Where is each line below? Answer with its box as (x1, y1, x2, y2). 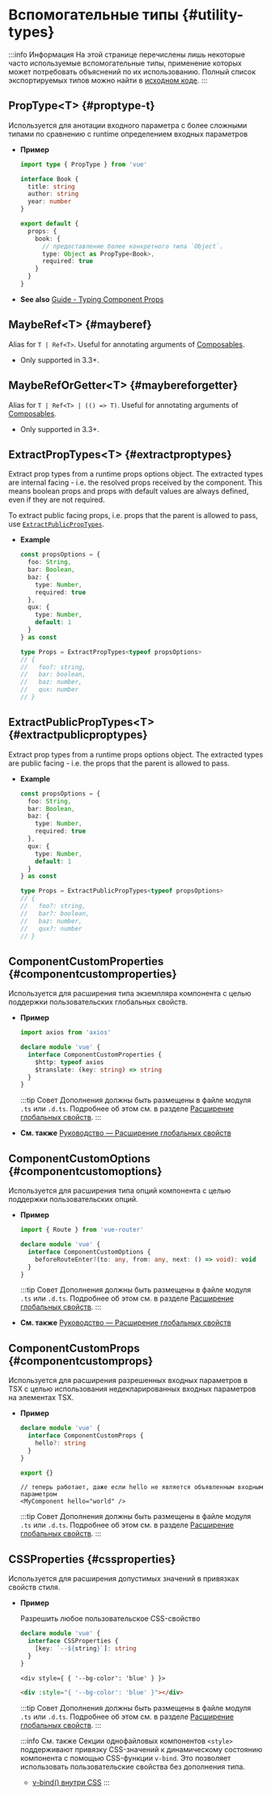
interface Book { (19, 175, 79, 183)
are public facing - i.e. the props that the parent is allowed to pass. (8, 758, 231, 768)
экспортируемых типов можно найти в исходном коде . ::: (8, 75, 208, 85)
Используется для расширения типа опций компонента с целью (8, 1186, 231, 1195)
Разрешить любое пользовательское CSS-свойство (19, 1614, 201, 1623)
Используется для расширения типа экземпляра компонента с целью (8, 989, 252, 999)
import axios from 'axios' (19, 1029, 112, 1037)
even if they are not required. (8, 495, 105, 505)
